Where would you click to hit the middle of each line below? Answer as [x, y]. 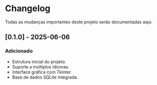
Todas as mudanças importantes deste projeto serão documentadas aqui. [79, 22]
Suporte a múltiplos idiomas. [41, 67]
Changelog [28, 8]
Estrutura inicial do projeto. [39, 62]
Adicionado [19, 51]
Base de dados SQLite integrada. [45, 77]
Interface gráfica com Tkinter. [42, 72]
